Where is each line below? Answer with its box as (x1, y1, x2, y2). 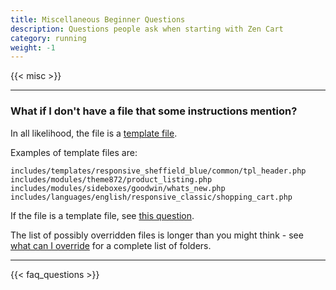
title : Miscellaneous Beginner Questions (10, 14, 186, 25)
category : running (10, 33, 87, 43)
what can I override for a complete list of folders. (10, 239, 212, 251)
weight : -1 (10, 42, 56, 53)
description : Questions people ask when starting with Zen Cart (10, 24, 284, 34)
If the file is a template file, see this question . (10, 209, 195, 221)
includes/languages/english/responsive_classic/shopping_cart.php (10, 192, 293, 202)
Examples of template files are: (10, 146, 138, 158)
